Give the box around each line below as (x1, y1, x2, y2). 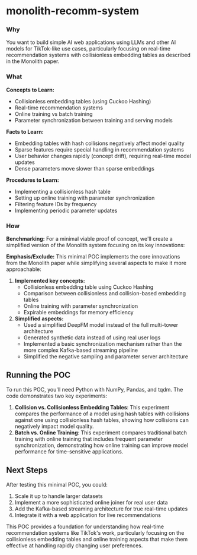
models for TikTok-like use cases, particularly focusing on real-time (6, 45, 170, 52)
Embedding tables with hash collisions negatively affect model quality (14, 140, 185, 147)
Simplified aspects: (14, 315, 64, 322)
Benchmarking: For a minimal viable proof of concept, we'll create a (6, 235, 173, 242)
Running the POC (6, 370, 71, 380)
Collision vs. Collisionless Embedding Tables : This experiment (14, 403, 170, 411)
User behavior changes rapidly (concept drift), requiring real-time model (14, 152, 191, 159)
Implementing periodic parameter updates (14, 207, 118, 214)
